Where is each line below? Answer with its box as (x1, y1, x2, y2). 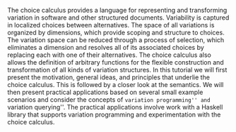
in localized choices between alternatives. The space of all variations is (7, 21, 215, 29)
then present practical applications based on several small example (7, 88, 203, 96)
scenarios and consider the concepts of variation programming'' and (7, 95, 211, 104)
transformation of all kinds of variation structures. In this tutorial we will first (7, 66, 228, 74)
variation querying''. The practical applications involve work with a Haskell (7, 103, 223, 111)
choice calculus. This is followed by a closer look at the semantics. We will (7, 81, 224, 88)
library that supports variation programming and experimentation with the (7, 110, 221, 119)
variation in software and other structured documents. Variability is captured (7, 13, 230, 22)
